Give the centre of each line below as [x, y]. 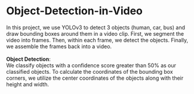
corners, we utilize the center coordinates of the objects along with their [95, 78]
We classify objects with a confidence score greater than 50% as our [91, 65]
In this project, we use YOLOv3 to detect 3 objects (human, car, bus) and [96, 27]
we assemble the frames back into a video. [59, 46]
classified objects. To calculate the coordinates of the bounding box [90, 71]
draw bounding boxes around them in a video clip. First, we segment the [95, 33]
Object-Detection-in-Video [75, 11]
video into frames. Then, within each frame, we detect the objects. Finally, [97, 40]
